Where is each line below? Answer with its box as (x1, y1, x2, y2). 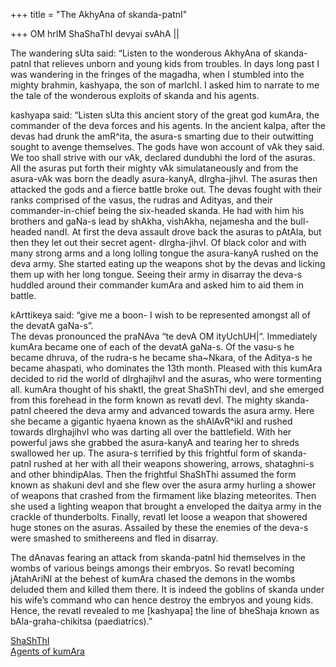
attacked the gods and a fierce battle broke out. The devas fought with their (10, 184, 323, 195)
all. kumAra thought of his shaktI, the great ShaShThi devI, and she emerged (10, 384, 325, 395)
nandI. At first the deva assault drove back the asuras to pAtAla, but (43, 226, 322, 238)
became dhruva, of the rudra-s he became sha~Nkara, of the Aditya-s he (10, 352, 313, 363)
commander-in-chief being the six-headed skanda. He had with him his (10, 205, 305, 216)
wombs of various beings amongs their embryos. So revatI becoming (10, 562, 295, 574)
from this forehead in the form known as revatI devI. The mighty (10, 394, 273, 406)
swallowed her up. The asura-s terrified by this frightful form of (10, 447, 271, 459)
